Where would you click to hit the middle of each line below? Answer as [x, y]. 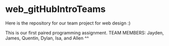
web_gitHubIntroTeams [55, 9]
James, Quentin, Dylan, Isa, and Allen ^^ [47, 38]
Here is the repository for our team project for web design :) [68, 23]
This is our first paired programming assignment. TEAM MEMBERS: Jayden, [84, 32]
